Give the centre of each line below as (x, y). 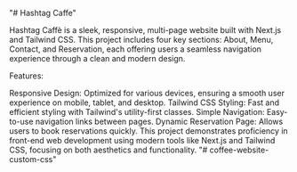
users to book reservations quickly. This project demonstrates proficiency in (149, 131)
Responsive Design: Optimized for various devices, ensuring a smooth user (147, 93)
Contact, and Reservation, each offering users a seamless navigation (136, 49)
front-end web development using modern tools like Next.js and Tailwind (142, 140)
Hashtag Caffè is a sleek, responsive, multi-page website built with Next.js (145, 30)
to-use (21, 121)
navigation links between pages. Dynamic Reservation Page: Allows (159, 121)
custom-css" (33, 159)
